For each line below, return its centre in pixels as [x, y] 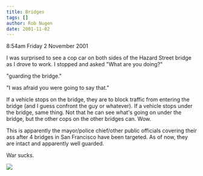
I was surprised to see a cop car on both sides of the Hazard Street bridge [99, 58]
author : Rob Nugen [29, 23]
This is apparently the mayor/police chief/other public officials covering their [101, 130]
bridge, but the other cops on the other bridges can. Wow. [79, 119]
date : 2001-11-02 [28, 29]
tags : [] [17, 18]
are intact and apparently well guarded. [55, 144]
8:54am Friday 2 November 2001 [47, 46]
